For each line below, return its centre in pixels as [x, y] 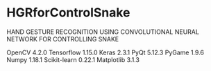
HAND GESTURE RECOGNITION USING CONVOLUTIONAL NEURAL [103, 32]
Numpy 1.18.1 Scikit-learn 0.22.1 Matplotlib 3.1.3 [73, 59]
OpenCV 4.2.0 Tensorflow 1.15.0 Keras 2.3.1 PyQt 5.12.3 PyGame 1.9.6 [105, 52]
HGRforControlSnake [68, 13]
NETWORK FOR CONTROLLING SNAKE [63, 39]
